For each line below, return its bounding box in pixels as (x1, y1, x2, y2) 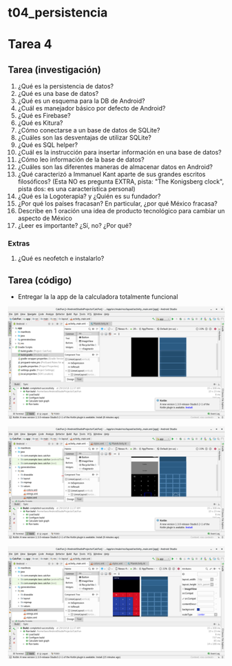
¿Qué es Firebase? (17, 112, 71, 120)
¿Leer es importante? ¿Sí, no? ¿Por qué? (17, 222, 132, 230)
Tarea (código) (8, 274, 72, 286)
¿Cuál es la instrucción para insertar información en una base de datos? (17, 148, 222, 157)
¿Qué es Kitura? (17, 119, 63, 127)
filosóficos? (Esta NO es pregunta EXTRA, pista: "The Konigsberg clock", (17, 177, 224, 186)
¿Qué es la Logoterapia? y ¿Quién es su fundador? (17, 192, 161, 201)
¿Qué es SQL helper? (17, 141, 78, 149)
